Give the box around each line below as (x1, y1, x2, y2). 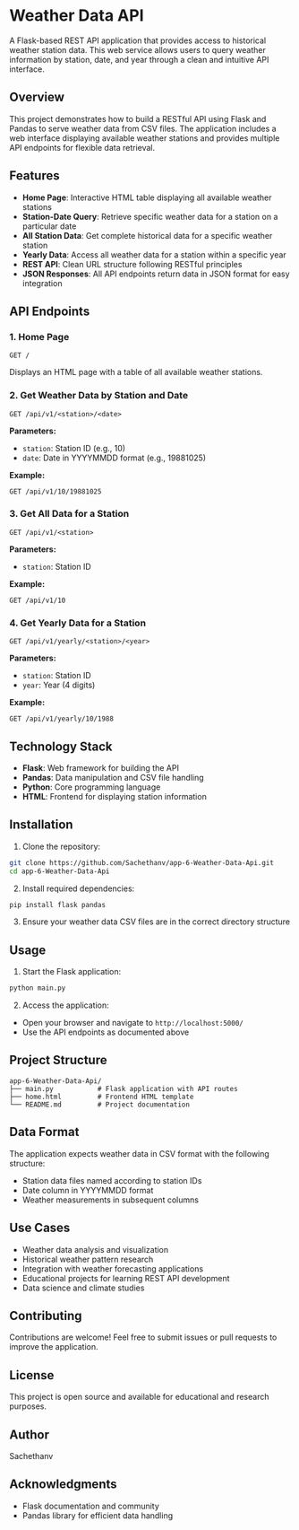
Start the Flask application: (21, 966, 122, 977)
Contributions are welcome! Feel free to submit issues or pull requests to (9, 1332, 278, 1342)
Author (9, 1427, 49, 1442)
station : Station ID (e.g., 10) (21, 442, 126, 453)
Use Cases (9, 1220, 71, 1236)
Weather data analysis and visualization (21, 1244, 169, 1255)
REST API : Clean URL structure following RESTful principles (21, 258, 243, 269)
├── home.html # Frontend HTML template (9, 1092, 194, 1101)
